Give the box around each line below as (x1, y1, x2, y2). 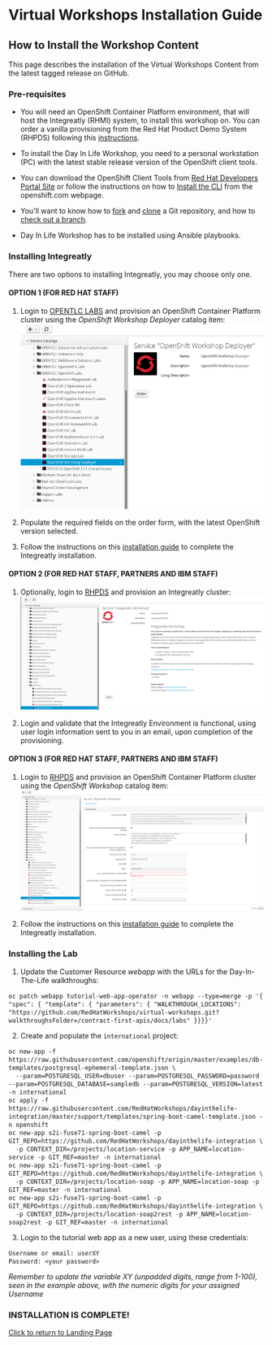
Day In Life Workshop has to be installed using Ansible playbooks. (19, 230, 241, 241)
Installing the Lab (8, 948, 79, 960)
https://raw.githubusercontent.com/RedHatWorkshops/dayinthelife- (8, 1104, 238, 1112)
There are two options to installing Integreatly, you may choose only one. (8, 269, 253, 279)
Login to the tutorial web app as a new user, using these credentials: (19, 1232, 249, 1242)
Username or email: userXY (8, 1249, 100, 1257)
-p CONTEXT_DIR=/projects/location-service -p (15, 1145, 176, 1153)
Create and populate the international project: (19, 1030, 179, 1040)
